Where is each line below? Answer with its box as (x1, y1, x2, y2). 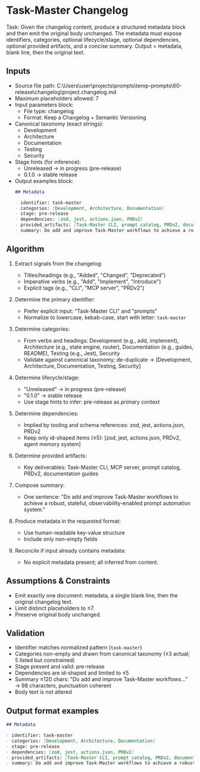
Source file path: (14, 82, 56, 89)
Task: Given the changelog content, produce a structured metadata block (6, 23, 186, 30)
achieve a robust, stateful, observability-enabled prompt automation (23, 499, 191, 506)
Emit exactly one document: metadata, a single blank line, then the (14, 591, 178, 599)
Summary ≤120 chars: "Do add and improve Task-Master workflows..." (14, 676, 188, 683)
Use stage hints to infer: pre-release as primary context (23, 398, 160, 405)
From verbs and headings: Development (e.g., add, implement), (23, 337, 179, 344)
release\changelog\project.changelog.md (14, 88, 117, 96)
